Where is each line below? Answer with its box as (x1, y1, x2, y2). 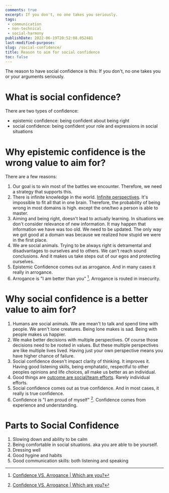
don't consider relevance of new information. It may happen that (12, 221, 146, 227)
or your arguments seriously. (5, 74, 65, 80)
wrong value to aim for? (5, 157, 106, 168)
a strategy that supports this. (12, 189, 73, 195)
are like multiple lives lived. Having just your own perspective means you (12, 347, 163, 354)
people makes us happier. (12, 331, 66, 337)
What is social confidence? (5, 91, 121, 103)
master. (12, 210, 29, 216)
